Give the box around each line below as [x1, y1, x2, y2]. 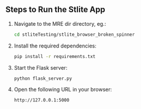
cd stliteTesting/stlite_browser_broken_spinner [13, 32, 135, 38]
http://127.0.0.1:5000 [13, 97, 70, 103]
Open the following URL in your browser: [13, 86, 112, 93]
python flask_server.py [13, 76, 73, 81]
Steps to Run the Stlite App [5, 5, 106, 15]
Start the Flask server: [13, 64, 68, 71]
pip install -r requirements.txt [13, 53, 96, 59]
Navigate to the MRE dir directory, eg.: [13, 20, 106, 27]
